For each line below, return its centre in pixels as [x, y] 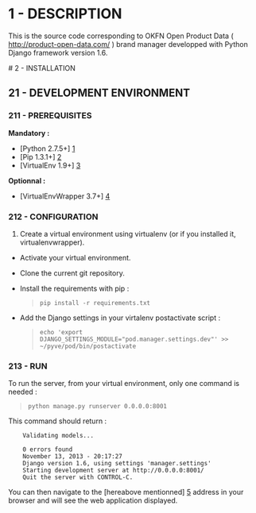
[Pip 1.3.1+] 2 [41, 156]
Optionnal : [27, 180]
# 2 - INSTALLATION [42, 67]
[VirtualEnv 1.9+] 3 [50, 165]
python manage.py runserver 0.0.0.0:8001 [97, 407]
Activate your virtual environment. [75, 257]
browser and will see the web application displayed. [93, 500]
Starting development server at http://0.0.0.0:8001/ [113, 471]
